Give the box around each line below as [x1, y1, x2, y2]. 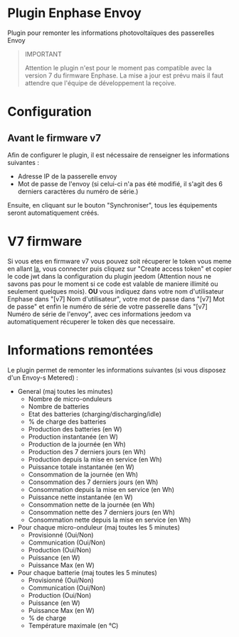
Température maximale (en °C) [28, 621, 119, 630]
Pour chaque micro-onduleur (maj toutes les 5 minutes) [17, 523, 180, 531]
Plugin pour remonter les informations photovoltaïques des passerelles [7, 28, 215, 37]
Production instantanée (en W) [28, 432, 119, 441]
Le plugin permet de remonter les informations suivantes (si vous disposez [7, 365, 226, 374]
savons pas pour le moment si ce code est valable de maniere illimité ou [7, 279, 218, 288]
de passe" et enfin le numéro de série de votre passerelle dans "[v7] [7, 302, 208, 311]
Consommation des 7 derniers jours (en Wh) [28, 478, 159, 486]
